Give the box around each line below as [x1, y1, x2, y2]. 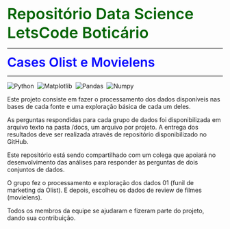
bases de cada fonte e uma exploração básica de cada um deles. [7, 103, 191, 110]
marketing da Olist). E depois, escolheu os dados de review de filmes [7, 186, 202, 194]
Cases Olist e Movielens [7, 54, 155, 70]
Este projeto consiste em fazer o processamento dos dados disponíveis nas [7, 95, 220, 103]
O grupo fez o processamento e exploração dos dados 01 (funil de [7, 179, 194, 186]
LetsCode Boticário [7, 23, 149, 43]
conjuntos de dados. [7, 165, 65, 173]
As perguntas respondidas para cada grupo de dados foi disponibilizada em [7, 116, 221, 123]
